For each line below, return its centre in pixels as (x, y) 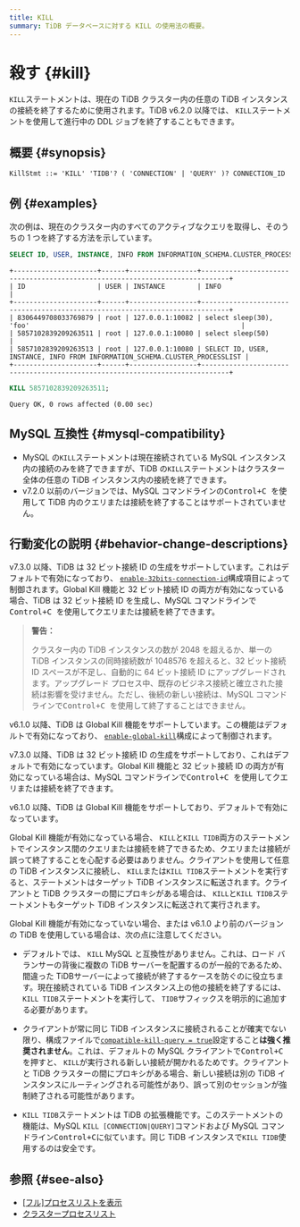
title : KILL (31, 17)
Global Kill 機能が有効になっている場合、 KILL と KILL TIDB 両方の (126, 838)
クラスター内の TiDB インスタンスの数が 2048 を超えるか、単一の (151, 650)
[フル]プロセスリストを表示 (72, 1203)
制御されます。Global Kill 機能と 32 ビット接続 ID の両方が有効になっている (147, 589)
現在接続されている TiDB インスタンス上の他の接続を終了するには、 (161, 987)
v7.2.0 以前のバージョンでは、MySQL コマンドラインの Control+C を (150, 491)
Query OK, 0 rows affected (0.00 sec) (81, 404)
